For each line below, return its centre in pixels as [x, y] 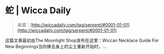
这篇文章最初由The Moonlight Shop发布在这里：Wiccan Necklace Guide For [82, 40]
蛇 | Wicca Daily [38, 10]
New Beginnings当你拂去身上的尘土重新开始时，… [56, 46]
